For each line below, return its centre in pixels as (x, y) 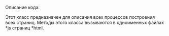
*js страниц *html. (25, 28)
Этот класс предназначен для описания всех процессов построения (80, 17)
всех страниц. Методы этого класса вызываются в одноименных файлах (84, 23)
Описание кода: (22, 7)
